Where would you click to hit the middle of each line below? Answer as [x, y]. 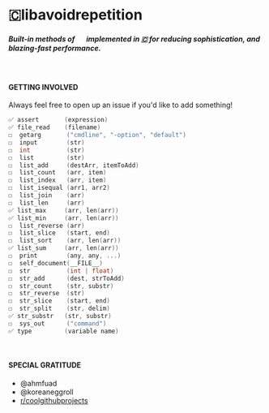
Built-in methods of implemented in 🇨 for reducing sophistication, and [134, 39]
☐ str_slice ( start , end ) [60, 301]
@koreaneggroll [47, 392]
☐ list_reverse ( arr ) [47, 226]
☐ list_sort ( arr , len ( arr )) [65, 241]
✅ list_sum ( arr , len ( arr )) [64, 248]
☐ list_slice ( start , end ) [60, 233]
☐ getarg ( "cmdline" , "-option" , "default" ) [97, 136]
